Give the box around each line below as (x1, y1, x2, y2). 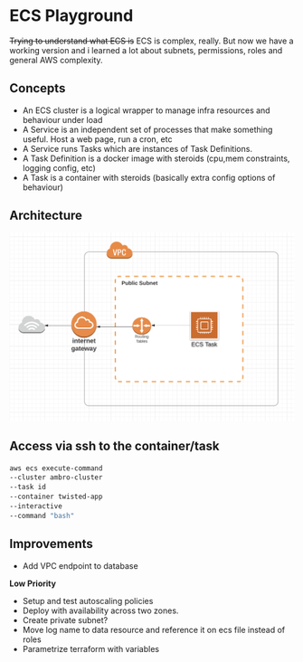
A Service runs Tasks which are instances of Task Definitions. (22, 143, 253, 154)
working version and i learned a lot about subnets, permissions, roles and (9, 44, 283, 55)
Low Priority (9, 578, 57, 589)
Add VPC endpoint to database (22, 560, 138, 571)
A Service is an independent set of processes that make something (22, 124, 273, 135)
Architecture (9, 208, 83, 223)
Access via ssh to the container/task (9, 439, 220, 454)
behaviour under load (22, 114, 103, 125)
